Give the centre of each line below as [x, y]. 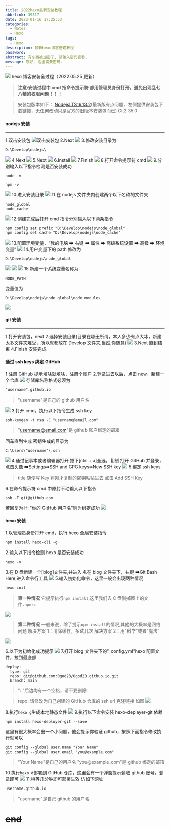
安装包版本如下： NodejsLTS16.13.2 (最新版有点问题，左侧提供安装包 [88, 105]
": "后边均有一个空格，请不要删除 [52, 691]
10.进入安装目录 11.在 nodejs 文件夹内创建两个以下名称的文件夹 [80, 195]
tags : [11, 38]
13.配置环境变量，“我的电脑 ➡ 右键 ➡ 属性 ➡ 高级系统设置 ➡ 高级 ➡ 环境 [88, 243]
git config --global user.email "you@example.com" [60, 752]
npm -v [12, 185]
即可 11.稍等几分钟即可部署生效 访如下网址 [56, 779]
